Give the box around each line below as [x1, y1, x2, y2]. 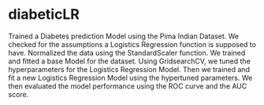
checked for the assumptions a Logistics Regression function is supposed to [8, 39, 256, 49]
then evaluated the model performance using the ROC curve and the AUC [8, 81, 247, 91]
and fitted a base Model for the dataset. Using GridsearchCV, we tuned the [8, 56, 251, 66]
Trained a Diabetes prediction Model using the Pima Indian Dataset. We [8, 31, 240, 41]
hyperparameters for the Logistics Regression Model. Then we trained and [8, 64, 251, 74]
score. [8, 89, 29, 99]
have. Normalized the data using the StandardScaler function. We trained [8, 48, 246, 57]
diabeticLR [8, 5, 80, 24]
